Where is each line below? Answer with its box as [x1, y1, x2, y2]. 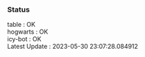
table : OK [7, 21, 36, 29]
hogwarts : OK [7, 27, 49, 36]
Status [7, 5, 30, 14]
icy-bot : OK [7, 35, 42, 43]
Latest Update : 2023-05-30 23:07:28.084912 [7, 43, 139, 51]
